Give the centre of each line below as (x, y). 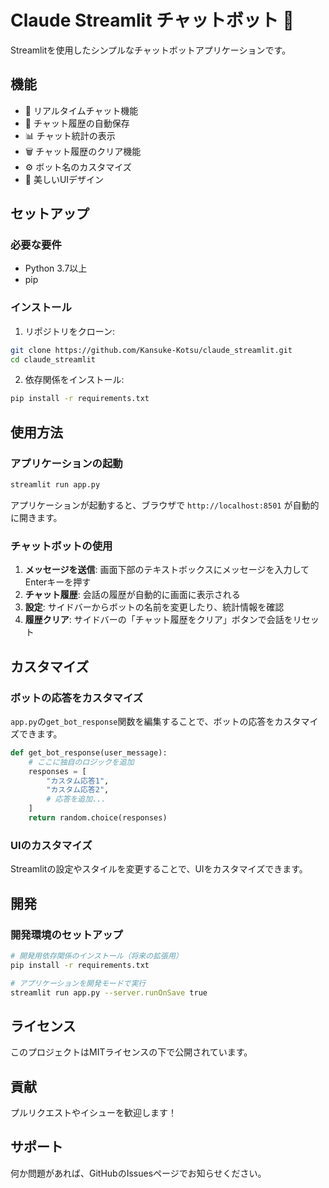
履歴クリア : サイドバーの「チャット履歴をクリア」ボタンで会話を (158, 620)
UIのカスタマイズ (51, 845)
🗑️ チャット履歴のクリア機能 (83, 151)
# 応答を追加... (76, 799)
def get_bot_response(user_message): (89, 752)
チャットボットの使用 (61, 546)
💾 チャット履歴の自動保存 (77, 123)
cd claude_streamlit (53, 359)
